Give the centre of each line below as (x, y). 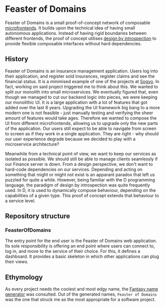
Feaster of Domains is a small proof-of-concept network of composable (78, 23)
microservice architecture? (32, 144)
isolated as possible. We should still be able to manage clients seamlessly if (82, 159)
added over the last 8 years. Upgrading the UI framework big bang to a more (82, 107)
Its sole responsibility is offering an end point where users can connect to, (80, 246)
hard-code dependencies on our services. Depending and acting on (74, 169)
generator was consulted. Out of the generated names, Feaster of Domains (81, 294)
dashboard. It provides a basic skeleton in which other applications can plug (82, 256)
